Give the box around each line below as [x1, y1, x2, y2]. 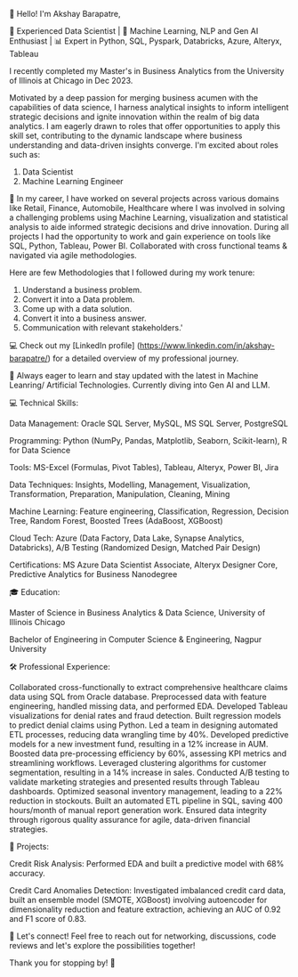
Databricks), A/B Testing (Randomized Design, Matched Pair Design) [9, 542, 261, 552]
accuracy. [9, 868, 46, 878]
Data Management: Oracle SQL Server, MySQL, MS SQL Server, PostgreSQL [9, 419, 289, 428]
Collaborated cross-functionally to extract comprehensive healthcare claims [9, 682, 288, 692]
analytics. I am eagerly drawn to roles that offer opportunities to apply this [9, 121, 281, 131]
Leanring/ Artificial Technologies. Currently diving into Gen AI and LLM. [9, 379, 270, 390]
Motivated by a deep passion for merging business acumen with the [9, 93, 259, 102]
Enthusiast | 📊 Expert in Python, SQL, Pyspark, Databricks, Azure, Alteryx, [9, 36, 282, 46]
